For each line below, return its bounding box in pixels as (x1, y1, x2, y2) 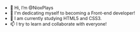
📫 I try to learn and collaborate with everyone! (10, 21, 107, 27)
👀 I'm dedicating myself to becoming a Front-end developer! (10, 10, 135, 16)
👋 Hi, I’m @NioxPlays (10, 5, 54, 10)
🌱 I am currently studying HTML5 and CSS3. (10, 15, 102, 21)
